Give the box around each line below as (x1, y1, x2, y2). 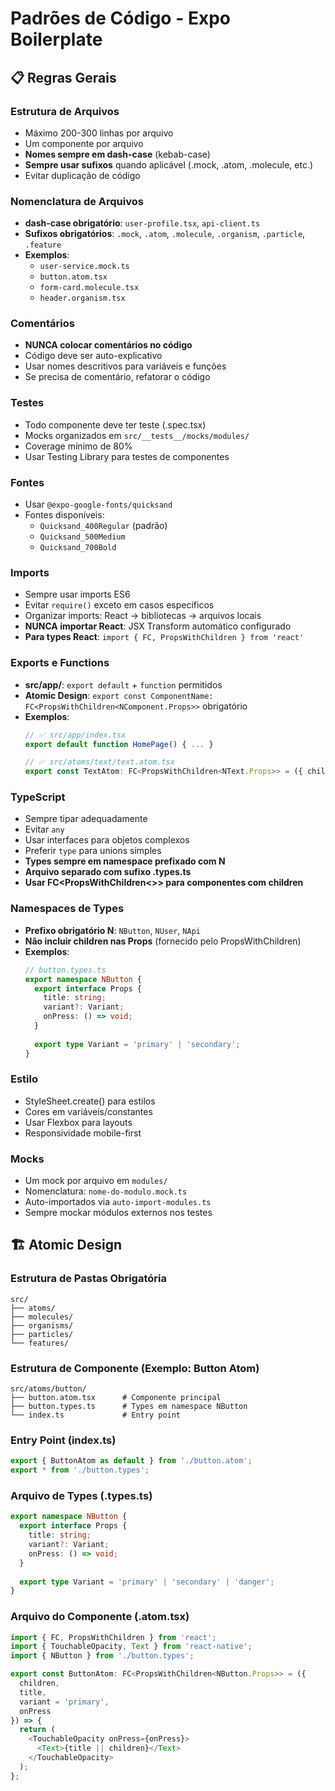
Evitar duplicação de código (24, 169, 141, 181)
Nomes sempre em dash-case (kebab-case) (24, 148, 211, 160)
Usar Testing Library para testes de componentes (24, 450, 230, 462)
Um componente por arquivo (24, 137, 144, 149)
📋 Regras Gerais (10, 69, 117, 86)
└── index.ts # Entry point (10, 1410, 182, 1421)
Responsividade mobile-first (24, 1127, 142, 1139)
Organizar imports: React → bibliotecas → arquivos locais (24, 610, 262, 622)
